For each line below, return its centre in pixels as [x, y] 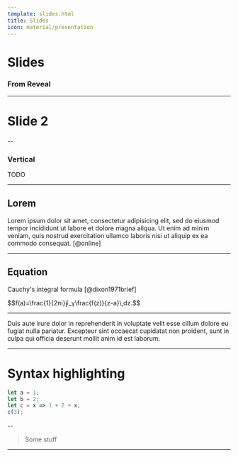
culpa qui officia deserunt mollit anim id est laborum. [84, 338]
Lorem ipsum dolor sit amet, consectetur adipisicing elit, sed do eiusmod [113, 220]
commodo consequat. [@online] [54, 243]
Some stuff [41, 439]
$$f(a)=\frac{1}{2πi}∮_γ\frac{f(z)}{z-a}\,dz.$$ [74, 303]
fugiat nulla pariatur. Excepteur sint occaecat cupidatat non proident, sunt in [118, 331]
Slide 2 [28, 122]
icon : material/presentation [50, 27]
